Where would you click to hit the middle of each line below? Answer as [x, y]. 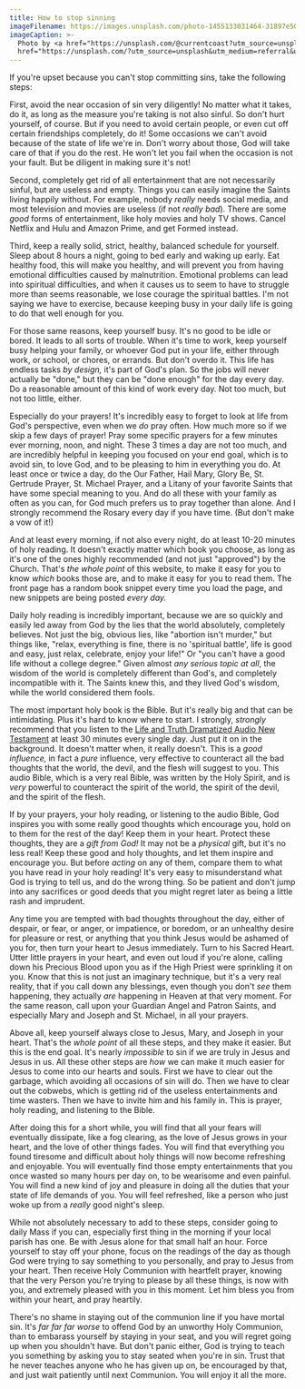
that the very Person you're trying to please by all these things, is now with [149, 1280]
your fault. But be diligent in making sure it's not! [100, 163]
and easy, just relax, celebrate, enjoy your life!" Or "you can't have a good [148, 654]
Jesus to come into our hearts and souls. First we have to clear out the [141, 1071]
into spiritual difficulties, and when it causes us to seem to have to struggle [149, 285]
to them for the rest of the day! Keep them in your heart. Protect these [140, 834]
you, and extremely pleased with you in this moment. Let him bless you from [152, 1290]
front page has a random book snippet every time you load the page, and [146, 588]
